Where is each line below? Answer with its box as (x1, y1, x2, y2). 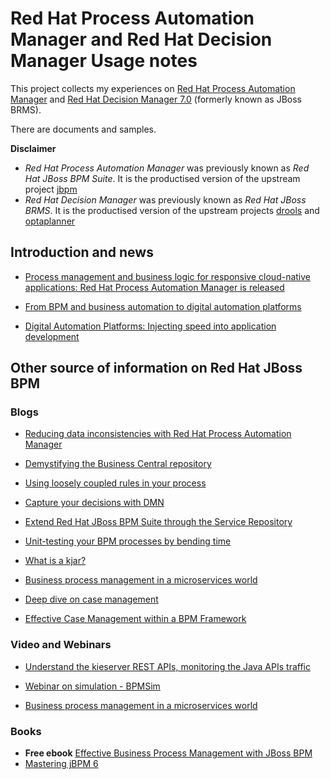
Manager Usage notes (10, 50, 198, 72)
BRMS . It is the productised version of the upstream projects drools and (24, 204, 320, 216)
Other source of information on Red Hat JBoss (10, 360, 303, 377)
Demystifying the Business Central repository (24, 458, 212, 470)
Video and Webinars (10, 638, 112, 652)
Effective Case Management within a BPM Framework (24, 613, 247, 625)
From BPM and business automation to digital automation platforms (24, 300, 302, 312)
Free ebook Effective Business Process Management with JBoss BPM (24, 747, 313, 759)
